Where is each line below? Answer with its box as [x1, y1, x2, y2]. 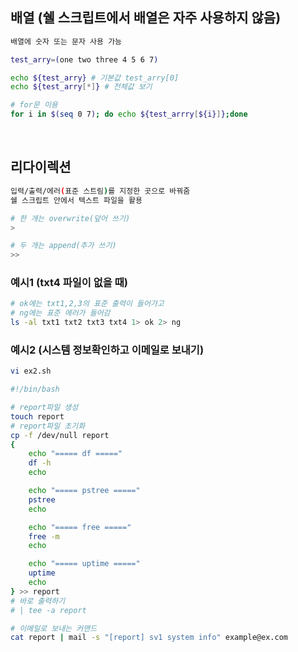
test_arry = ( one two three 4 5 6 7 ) [10, 54, 159, 65]
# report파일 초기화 [10, 421, 86, 431]
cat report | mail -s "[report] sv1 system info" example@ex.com [10, 633, 288, 643]
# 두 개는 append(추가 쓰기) [10, 241, 117, 251]
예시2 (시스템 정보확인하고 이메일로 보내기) [10, 343, 205, 357]
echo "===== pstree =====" [28, 486, 141, 496]
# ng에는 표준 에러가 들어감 [10, 308, 111, 318]
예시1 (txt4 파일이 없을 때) [10, 276, 128, 290]
